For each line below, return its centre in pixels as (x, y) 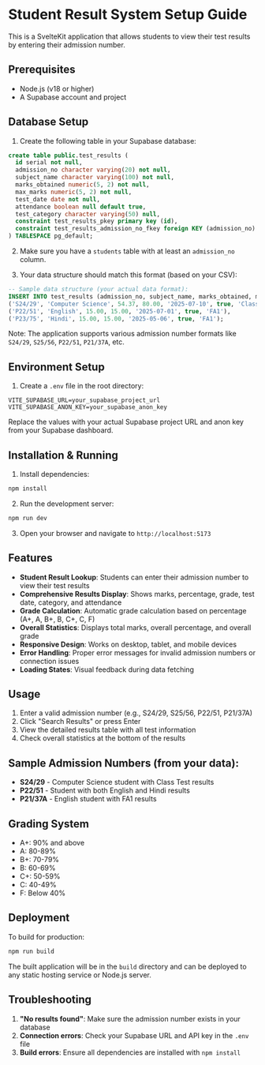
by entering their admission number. (67, 44)
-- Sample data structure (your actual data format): (99, 290)
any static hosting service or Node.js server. (80, 975)
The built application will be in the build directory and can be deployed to (127, 966)
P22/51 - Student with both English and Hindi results (105, 790)
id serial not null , (49, 163)
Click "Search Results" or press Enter (80, 722)
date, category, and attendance (71, 602)
